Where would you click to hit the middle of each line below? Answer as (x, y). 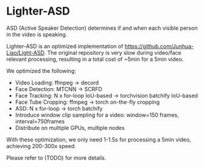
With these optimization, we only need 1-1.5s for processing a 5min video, (99, 139)
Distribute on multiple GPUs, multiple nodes (70, 128)
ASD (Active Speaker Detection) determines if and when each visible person (102, 28)
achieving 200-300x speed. (41, 146)
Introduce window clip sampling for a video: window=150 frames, (97, 115)
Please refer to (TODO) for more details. (56, 158)
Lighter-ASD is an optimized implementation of (65, 46)
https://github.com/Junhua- (159, 46)
